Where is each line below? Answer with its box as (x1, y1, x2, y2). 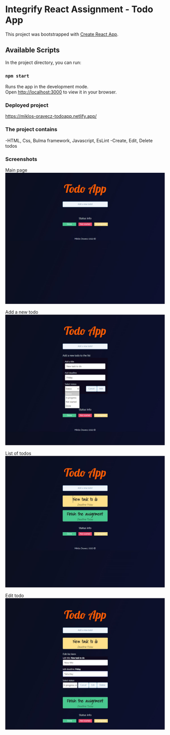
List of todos (5, 450, 31, 456)
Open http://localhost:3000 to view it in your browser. (5, 89, 117, 95)
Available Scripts (5, 46, 60, 54)
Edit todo (5, 592, 24, 598)
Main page (5, 167, 28, 173)
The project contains (5, 126, 58, 133)
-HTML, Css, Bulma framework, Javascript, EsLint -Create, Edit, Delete (5, 137, 153, 143)
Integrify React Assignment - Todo (5, 4, 153, 15)
